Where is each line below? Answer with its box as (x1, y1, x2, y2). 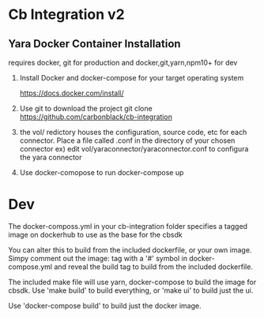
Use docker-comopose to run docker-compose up (19, 168, 184, 177)
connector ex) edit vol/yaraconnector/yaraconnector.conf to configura (19, 144, 249, 153)
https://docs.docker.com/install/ (19, 88, 124, 98)
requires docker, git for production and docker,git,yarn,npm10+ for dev (8, 58, 238, 67)
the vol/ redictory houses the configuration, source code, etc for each (19, 128, 247, 137)
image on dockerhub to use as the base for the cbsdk (8, 230, 183, 239)
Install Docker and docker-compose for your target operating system (19, 73, 244, 82)
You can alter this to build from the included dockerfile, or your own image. (8, 245, 252, 254)
